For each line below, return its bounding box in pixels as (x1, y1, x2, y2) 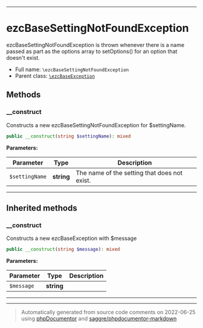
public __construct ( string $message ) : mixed (6, 247, 120, 253)
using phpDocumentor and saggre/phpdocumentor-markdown (21, 315, 177, 323)
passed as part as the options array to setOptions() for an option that (6, 48, 178, 55)
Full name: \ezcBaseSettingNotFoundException (14, 66, 129, 73)
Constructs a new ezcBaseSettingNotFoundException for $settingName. (6, 121, 186, 128)
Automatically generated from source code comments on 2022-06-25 (21, 309, 196, 316)
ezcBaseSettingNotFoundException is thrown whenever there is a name (6, 41, 185, 48)
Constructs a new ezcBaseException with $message (6, 235, 137, 242)
